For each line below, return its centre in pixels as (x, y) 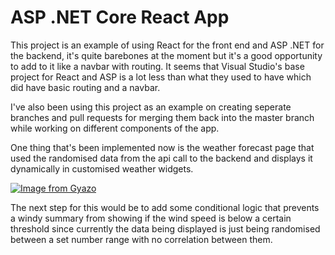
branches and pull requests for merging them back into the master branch (162, 117)
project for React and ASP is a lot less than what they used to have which (161, 77)
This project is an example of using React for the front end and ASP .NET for (167, 45)
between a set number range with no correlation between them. (141, 239)
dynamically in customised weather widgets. (102, 168)
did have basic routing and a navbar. (85, 87)
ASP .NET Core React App (120, 17)
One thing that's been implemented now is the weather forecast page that (162, 147)
